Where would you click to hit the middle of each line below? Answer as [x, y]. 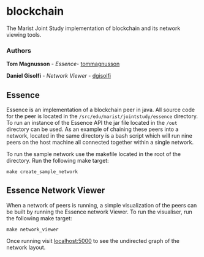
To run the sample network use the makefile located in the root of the [94, 154]
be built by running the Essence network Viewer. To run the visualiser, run [100, 212]
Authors [19, 50]
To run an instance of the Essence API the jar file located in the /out [92, 123]
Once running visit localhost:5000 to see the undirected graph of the [93, 240]
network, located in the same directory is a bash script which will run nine [100, 136]
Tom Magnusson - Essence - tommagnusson [63, 64]
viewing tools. [24, 34]
